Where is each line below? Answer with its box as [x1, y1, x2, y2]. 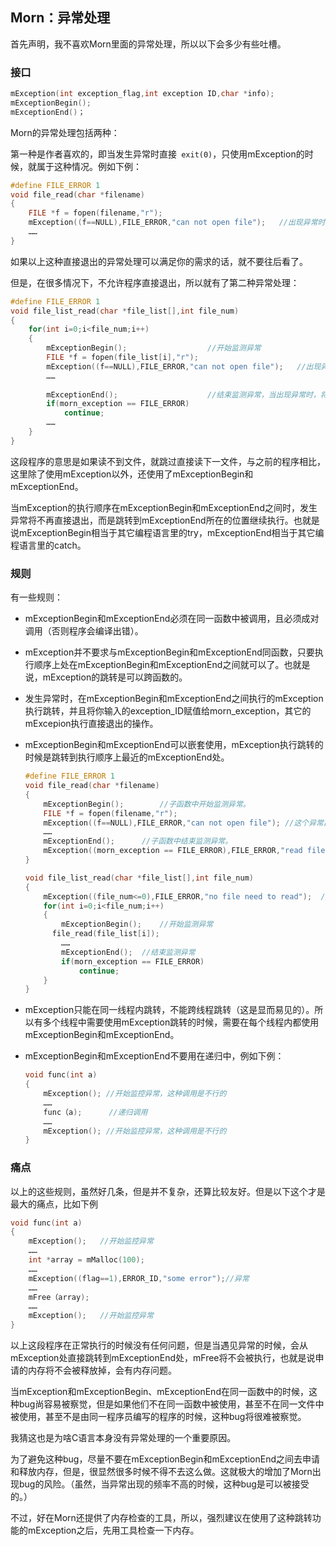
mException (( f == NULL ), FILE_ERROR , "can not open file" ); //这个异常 [43, 818, 325, 828]
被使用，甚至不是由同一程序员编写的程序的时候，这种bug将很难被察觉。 [10, 1411, 307, 1423]
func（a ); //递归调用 [43, 1107, 148, 1117]
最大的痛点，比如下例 [10, 1198, 98, 1210]
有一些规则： [10, 591, 63, 603]
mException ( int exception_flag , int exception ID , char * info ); [10, 89, 275, 99]
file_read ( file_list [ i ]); [51, 929, 160, 939]
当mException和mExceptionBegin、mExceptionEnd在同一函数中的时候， [10, 1386, 309, 1398]
